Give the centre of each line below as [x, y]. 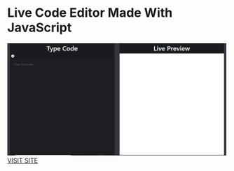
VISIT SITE [23, 161]
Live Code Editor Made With [90, 13]
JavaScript [40, 28]
